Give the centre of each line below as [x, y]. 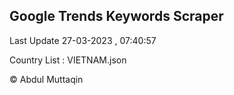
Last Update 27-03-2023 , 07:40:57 [83, 40]
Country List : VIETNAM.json [68, 60]
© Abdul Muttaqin [46, 79]
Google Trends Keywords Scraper [116, 16]
